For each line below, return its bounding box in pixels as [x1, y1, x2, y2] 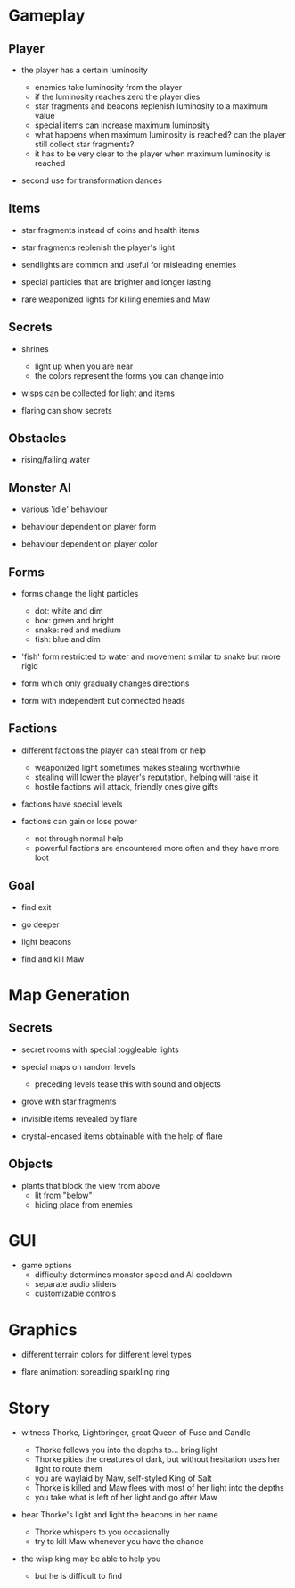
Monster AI [8, 480, 72, 496]
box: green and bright [34, 615, 115, 626]
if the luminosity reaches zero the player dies [34, 91, 201, 102]
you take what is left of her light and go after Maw [34, 1492, 217, 1503]
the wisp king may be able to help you [20, 1553, 161, 1564]
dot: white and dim [34, 606, 103, 616]
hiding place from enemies [34, 1199, 133, 1210]
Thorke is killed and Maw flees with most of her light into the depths [34, 1483, 284, 1493]
